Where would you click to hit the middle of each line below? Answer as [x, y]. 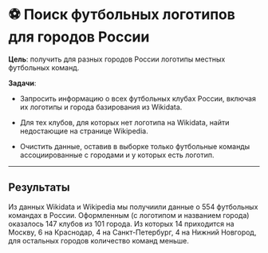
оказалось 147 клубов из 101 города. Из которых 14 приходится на [121, 223]
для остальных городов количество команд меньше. [99, 240]
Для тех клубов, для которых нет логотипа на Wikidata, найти [124, 122]
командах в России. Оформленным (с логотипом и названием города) [129, 215]
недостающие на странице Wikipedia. [84, 131]
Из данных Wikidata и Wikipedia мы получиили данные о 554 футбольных [133, 207]
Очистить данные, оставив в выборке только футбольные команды [135, 146]
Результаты [39, 188]
